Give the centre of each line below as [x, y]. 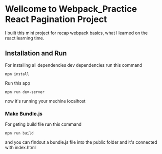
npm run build [20, 133]
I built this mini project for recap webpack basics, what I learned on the [76, 33]
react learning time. [25, 38]
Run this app [18, 83]
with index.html [20, 148]
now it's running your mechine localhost [45, 101]
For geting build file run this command [43, 124]
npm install [17, 74]
